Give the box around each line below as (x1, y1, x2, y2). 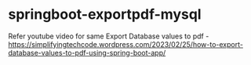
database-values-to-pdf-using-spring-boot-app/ (8, 48, 166, 57)
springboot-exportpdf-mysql (8, 5, 202, 23)
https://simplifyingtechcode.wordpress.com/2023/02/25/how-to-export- (8, 39, 243, 49)
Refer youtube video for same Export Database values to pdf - (8, 31, 209, 41)
